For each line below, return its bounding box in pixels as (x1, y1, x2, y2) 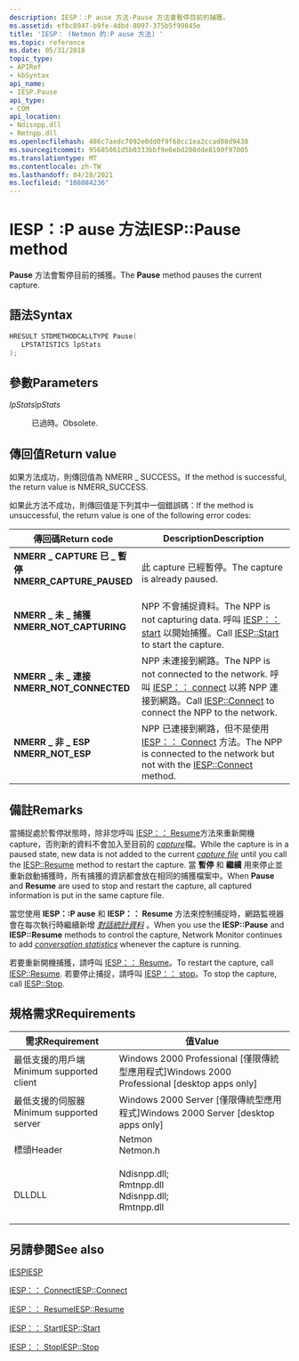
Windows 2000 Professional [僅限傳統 (118, 1052, 279, 1065)
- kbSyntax (9, 71, 50, 80)
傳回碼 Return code (33, 533, 114, 546)
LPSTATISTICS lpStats (20, 340, 101, 349)
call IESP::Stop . (9, 978, 65, 989)
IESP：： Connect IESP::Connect (9, 1284, 128, 1295)
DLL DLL (13, 1188, 47, 1201)
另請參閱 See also (9, 1243, 105, 1258)
